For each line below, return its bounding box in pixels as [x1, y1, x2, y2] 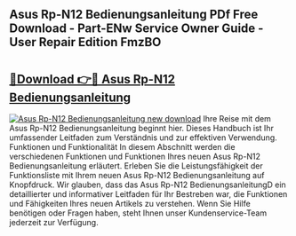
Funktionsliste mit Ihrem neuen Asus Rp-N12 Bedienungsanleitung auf [9, 170, 265, 180]
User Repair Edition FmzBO [9, 35, 162, 50]
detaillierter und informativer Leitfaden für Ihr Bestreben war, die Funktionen [9, 189, 288, 199]
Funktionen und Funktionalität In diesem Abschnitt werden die [9, 142, 236, 152]
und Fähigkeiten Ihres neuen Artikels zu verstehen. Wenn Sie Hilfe [9, 199, 251, 208]
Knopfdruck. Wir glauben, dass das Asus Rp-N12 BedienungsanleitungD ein [9, 179, 286, 190]
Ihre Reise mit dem [203, 114, 271, 123]
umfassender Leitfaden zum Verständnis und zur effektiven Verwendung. [9, 132, 277, 143]
